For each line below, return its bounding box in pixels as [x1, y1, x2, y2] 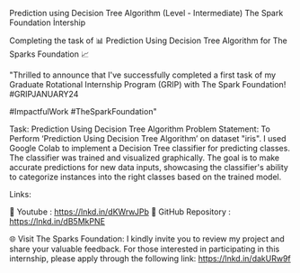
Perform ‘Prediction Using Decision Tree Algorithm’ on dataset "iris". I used [9, 133, 287, 143]
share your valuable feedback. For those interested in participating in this [9, 243, 280, 254]
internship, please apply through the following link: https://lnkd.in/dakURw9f [9, 253, 292, 264]
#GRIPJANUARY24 [9, 89, 79, 99]
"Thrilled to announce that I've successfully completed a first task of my [9, 69, 277, 80]
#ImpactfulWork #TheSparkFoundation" [9, 106, 157, 116]
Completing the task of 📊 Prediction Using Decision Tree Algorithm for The [9, 35, 287, 46]
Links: [9, 189, 31, 199]
